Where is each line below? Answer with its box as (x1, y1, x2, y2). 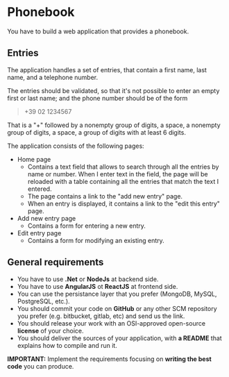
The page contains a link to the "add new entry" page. (27, 192, 183, 200)
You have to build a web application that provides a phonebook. (7, 27, 189, 35)
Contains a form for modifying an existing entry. (27, 236, 164, 244)
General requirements (7, 256, 104, 268)
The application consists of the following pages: (7, 142, 144, 150)
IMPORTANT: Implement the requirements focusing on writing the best (7, 355, 212, 363)
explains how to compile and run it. (17, 341, 118, 349)
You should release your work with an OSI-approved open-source (17, 319, 206, 327)
